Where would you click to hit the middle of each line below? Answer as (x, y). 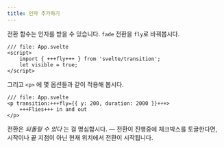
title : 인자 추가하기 (34, 13)
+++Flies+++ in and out (53, 109)
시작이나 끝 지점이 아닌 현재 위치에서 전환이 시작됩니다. (80, 137)
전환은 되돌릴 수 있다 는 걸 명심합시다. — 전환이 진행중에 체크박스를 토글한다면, (112, 129)
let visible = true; (49, 65)
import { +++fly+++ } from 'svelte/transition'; (90, 59)
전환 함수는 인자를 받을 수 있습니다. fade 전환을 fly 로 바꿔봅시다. (94, 34)
